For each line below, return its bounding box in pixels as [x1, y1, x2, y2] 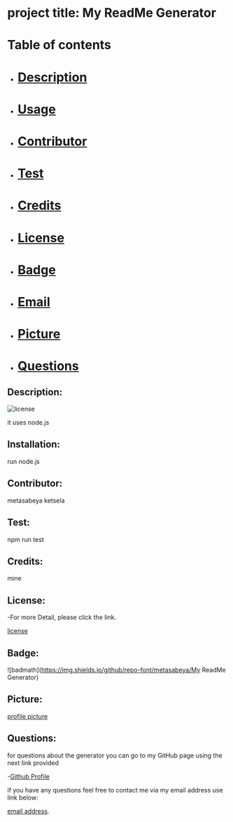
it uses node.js [7, 418, 50, 427]
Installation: [7, 439, 61, 451]
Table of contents [7, 37, 112, 53]
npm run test [7, 535, 44, 543]
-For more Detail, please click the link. [7, 613, 117, 622]
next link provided [7, 758, 59, 767]
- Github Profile [7, 772, 50, 781]
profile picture [7, 712, 48, 720]
